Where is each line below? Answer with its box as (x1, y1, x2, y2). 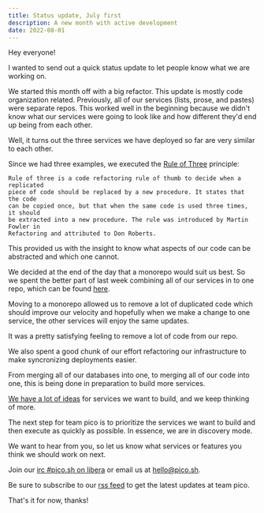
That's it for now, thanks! (8, 496, 89, 505)
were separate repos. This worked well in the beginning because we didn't (8, 103, 251, 113)
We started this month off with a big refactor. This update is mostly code (8, 87, 243, 96)
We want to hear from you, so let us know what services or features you (8, 441, 242, 451)
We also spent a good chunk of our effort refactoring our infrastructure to (8, 346, 247, 356)
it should (8, 209, 41, 217)
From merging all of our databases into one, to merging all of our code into (8, 370, 250, 380)
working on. (8, 72, 47, 81)
